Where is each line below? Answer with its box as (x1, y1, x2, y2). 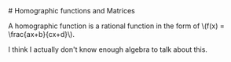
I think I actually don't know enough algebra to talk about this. (8, 45, 208, 54)
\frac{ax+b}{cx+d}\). (8, 30, 75, 38)
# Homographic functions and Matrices (8, 6, 135, 15)
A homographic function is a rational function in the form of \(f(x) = (8, 21, 225, 31)
